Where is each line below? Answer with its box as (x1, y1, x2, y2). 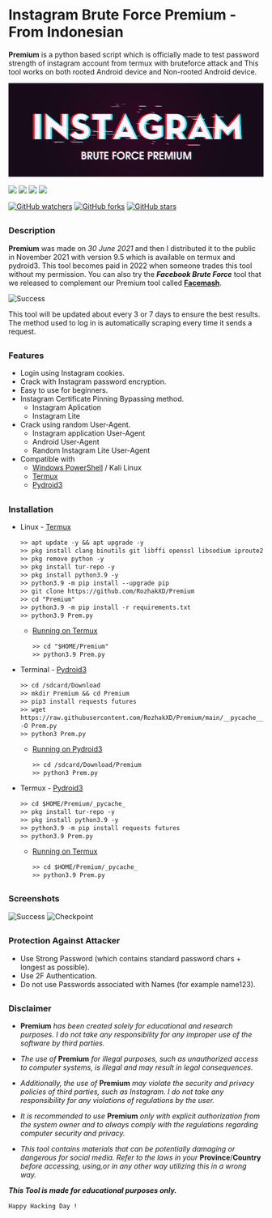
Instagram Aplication (32, 402, 102, 412)
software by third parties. (19, 1038, 105, 1048)
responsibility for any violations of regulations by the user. (19, 1096, 215, 1105)
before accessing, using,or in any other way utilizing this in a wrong (19, 1161, 247, 1171)
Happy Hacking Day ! (8, 1203, 79, 1211)
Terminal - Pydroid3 (19, 665, 87, 675)
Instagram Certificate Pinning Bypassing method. (19, 394, 185, 404)
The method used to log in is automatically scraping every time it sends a (8, 317, 253, 327)
